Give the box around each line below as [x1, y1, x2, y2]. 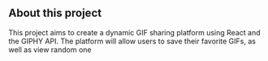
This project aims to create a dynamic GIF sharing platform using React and [8, 27, 261, 37]
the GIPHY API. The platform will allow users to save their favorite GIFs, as [8, 36, 256, 46]
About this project [8, 6, 102, 20]
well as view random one [8, 44, 92, 55]
